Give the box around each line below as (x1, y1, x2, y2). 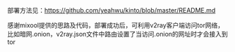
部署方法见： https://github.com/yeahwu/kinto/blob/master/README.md (7, 6, 216, 14)
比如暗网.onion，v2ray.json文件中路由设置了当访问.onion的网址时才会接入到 (7, 30, 228, 38)
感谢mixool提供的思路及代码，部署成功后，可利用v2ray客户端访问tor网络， (7, 21, 224, 30)
